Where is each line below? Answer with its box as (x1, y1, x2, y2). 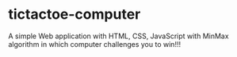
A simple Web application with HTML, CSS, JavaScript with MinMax (8, 31, 229, 41)
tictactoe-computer (8, 5, 141, 23)
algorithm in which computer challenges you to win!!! (8, 39, 181, 48)
